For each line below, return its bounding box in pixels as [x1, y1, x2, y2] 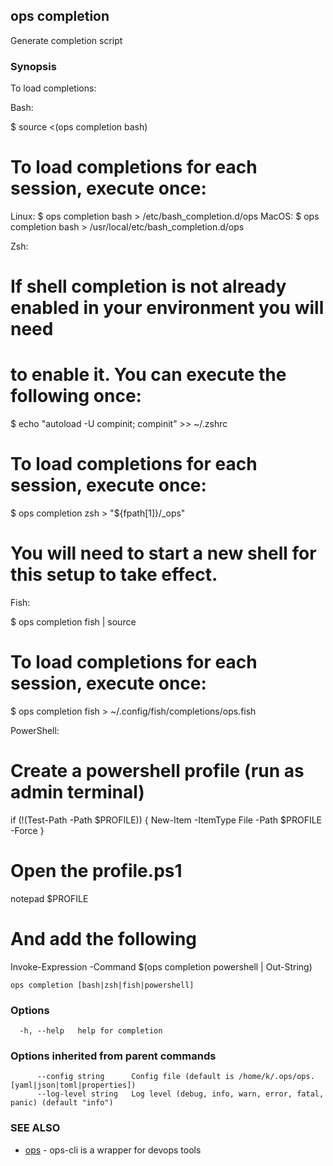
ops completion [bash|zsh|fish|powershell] [10, 980, 195, 990]
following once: [10, 385, 142, 408]
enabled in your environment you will [10, 297, 325, 319]
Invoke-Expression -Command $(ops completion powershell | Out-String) [10, 960, 313, 973]
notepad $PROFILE [10, 892, 89, 904]
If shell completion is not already [10, 275, 287, 298]
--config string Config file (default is [36, 1072, 235, 1082]
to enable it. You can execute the [10, 364, 287, 386]
